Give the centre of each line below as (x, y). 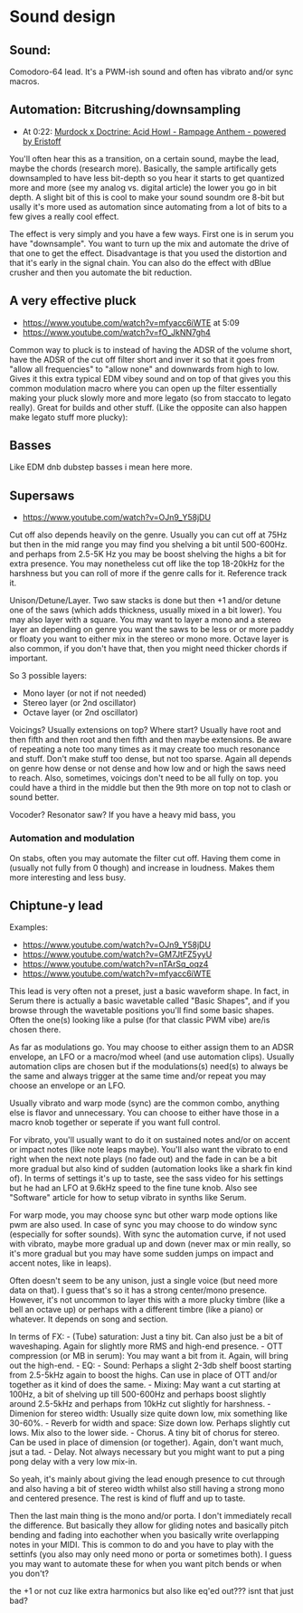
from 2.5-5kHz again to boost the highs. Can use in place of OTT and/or (143, 1375)
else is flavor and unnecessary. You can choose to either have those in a (144, 1113)
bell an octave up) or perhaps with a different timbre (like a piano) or (137, 1310)
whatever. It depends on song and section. (89, 1319)
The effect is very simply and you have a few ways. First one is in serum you (151, 233)
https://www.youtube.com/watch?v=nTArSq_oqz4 (115, 964)
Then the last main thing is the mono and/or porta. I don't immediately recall (151, 1516)
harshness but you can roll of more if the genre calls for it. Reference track (148, 574)
